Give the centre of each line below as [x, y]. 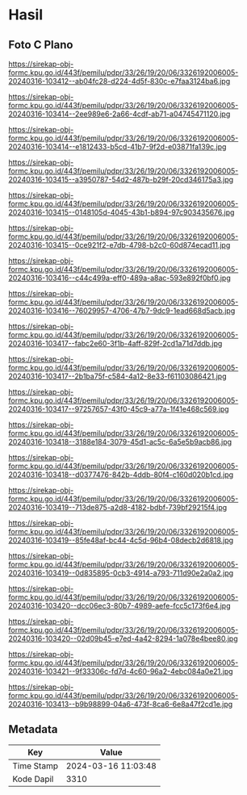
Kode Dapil [33, 779]
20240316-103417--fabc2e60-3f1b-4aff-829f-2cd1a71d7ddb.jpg [115, 343]
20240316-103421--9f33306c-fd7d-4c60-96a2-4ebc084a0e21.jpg [121, 671]
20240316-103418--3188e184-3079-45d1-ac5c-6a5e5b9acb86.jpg [120, 442]
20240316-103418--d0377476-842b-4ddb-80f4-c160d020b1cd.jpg [121, 475]
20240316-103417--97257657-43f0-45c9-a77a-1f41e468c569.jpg [119, 409]
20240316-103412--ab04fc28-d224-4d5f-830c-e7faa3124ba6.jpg [119, 81]
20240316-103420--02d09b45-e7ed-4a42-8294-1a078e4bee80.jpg [123, 638]
